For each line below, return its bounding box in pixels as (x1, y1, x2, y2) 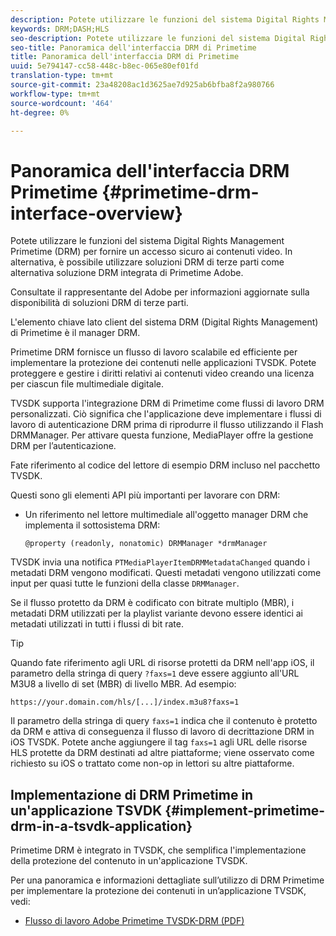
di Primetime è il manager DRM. (10, 327, 141, 339)
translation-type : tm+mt (10, 71, 114, 81)
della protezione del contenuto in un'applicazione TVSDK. (10, 855, 248, 867)
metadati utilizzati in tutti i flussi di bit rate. (10, 618, 184, 630)
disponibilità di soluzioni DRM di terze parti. (10, 297, 189, 309)
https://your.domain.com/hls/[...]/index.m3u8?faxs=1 (10, 697, 240, 708)
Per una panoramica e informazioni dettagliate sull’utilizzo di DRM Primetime (10, 874, 325, 886)
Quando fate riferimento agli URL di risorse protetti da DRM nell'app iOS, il (10, 657, 315, 669)
